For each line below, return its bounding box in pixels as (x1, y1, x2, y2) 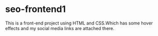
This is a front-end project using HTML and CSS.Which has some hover (5, 20, 153, 26)
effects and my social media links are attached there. (5, 25, 114, 31)
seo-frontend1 (5, 3, 66, 15)
